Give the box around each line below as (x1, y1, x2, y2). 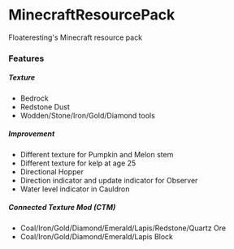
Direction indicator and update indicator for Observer (19, 175, 198, 185)
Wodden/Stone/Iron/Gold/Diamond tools (19, 110, 156, 120)
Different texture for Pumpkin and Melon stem (19, 149, 174, 159)
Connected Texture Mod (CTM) (8, 203, 116, 213)
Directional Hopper (19, 166, 84, 176)
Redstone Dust (19, 101, 71, 111)
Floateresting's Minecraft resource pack (8, 32, 143, 42)
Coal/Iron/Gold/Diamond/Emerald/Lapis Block (19, 231, 173, 241)
